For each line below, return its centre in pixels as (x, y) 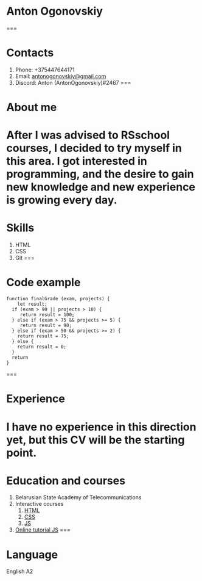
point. (22, 453)
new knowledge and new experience (101, 187)
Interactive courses (39, 504)
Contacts (30, 53)
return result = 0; (42, 347)
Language (32, 554)
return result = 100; (47, 315)
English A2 (20, 571)
